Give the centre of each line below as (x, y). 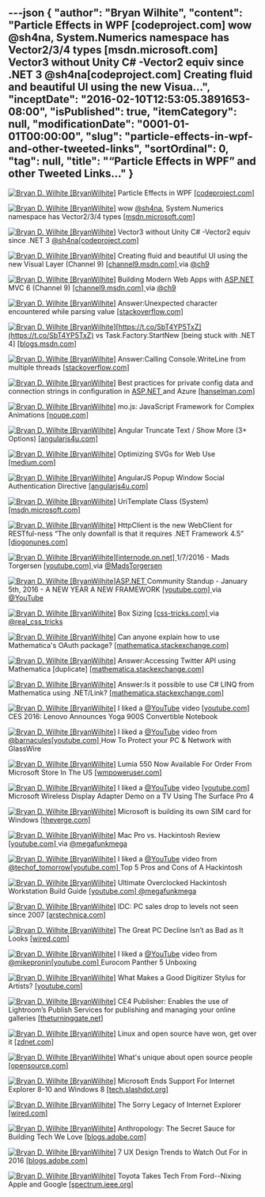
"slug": (104, 136)
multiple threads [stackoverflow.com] (69, 367)
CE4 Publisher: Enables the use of (173, 1001)
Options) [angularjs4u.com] (53, 438)
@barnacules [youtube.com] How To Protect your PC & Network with (120, 740)
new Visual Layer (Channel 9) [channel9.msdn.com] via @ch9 (109, 263)
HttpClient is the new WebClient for (175, 525)
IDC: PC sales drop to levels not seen (178, 906)
